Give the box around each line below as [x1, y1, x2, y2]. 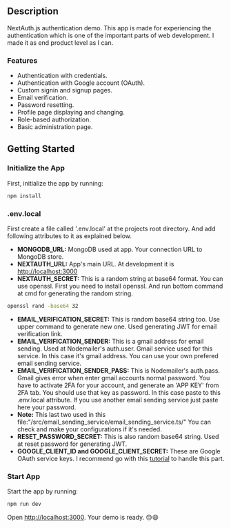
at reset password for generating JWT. [17, 440, 128, 448]
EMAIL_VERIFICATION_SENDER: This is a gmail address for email [17, 337, 204, 345]
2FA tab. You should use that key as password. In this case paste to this [17, 388, 221, 396]
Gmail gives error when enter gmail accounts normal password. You [17, 373, 210, 382]
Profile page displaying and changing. [17, 108, 125, 117]
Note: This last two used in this [17, 410, 106, 418]
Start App [7, 471, 40, 481]
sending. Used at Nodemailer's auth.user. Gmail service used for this [17, 344, 213, 353]
